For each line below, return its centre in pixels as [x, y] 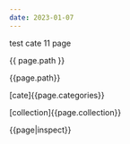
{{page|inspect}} [40, 130]
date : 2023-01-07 [42, 17]
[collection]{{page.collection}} [65, 112]
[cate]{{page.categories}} [57, 95]
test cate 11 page [40, 43]
